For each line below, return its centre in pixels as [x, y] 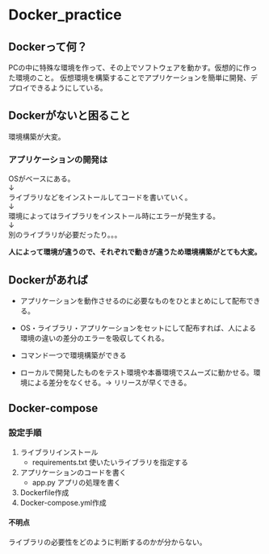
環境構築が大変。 [37, 136]
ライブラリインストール [59, 452]
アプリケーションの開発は [58, 159]
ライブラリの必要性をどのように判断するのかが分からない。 [107, 542]
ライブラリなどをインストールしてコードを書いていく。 [100, 197]
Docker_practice [65, 15]
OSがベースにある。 [42, 178]
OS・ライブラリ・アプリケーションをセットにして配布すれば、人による [138, 328]
